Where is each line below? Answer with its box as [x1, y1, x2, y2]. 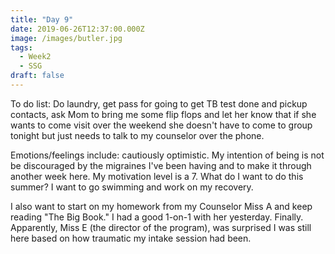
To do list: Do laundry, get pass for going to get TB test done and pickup [10, 97, 308, 110]
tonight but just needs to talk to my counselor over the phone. [10, 129, 265, 141]
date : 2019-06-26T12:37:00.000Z [10, 24, 145, 34]
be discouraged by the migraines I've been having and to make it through [10, 159, 312, 171]
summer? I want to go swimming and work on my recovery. [10, 181, 254, 193]
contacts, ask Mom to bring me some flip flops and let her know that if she [10, 108, 317, 120]
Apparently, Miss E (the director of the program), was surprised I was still [10, 221, 312, 233]
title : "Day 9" [10, 14, 74, 25]
